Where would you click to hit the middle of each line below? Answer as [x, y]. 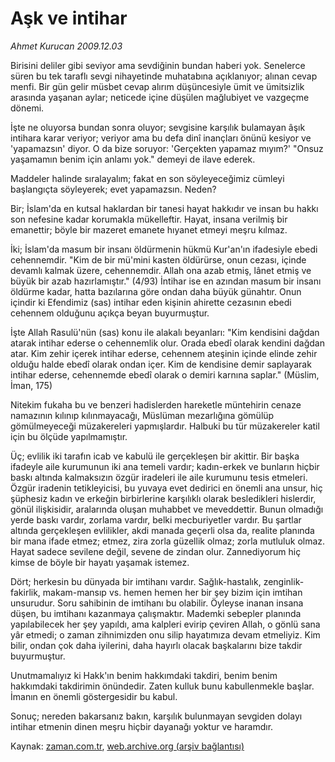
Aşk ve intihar [69, 18]
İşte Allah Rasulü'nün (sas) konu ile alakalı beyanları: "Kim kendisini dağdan [165, 332]
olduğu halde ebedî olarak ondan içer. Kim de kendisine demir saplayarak [161, 364]
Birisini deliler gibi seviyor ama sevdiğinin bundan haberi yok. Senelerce [158, 65]
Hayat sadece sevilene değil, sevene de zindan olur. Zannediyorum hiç [156, 551]
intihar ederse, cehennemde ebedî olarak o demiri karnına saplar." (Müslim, [165, 374]
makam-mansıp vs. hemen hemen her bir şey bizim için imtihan [172, 592]
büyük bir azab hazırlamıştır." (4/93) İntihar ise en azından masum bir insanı [166, 281]
